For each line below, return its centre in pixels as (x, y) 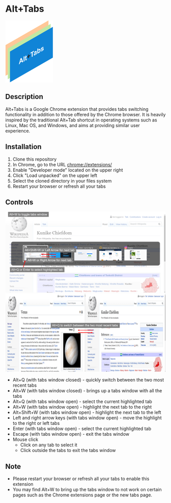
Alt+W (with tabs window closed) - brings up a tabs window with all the (87, 391)
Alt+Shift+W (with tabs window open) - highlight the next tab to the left (87, 412)
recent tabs (25, 385)
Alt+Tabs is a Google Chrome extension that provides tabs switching (77, 109)
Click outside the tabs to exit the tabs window (68, 450)
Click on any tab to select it (49, 445)
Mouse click (25, 440)
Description (24, 97)
